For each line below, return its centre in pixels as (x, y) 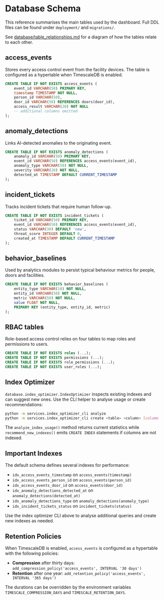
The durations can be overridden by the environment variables (68, 587)
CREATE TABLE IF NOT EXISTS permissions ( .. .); (55, 358)
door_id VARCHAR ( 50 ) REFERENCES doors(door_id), (64, 102)
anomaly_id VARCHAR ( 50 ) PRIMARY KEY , (52, 156)
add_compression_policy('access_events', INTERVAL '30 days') (77, 569)
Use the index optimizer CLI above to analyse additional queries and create (81, 516)
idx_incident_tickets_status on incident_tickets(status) (72, 506)
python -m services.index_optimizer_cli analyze (56, 414)
